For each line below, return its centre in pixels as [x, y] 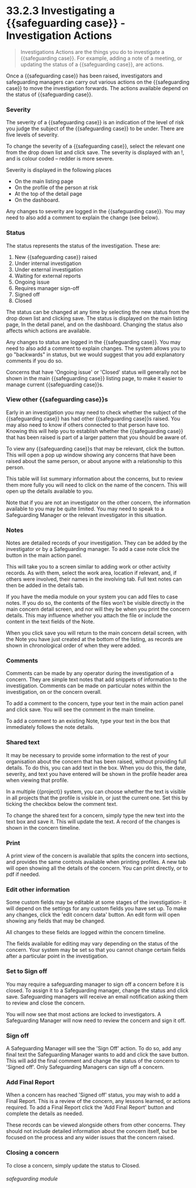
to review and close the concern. [46, 1003]
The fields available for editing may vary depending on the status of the [92, 944]
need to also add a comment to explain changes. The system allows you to [96, 348]
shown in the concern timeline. [43, 828]
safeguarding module [32, 1179]
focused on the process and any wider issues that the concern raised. [90, 1138]
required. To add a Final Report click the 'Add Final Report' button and [90, 1107]
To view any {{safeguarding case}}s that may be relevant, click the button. [96, 448]
